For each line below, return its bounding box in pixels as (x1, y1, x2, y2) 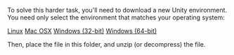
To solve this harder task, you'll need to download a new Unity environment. (7, 6, 227, 14)
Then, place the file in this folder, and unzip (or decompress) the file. (7, 40, 206, 48)
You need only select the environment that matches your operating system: (7, 13, 225, 22)
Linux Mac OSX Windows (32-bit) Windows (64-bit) (7, 27, 157, 35)
